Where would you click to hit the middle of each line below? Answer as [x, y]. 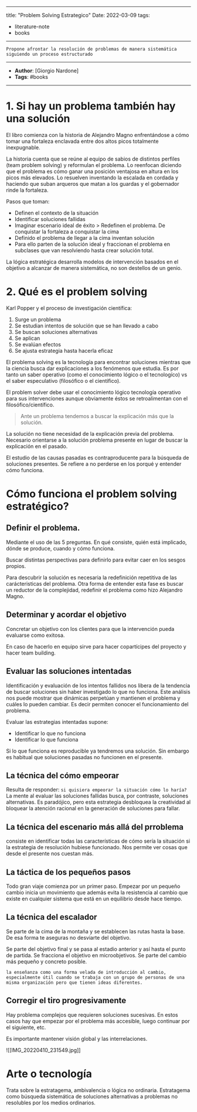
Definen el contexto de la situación [56, 213]
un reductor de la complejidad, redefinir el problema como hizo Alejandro [94, 590]
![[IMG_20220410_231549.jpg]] [43, 1050]
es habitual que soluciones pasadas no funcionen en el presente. [85, 757]
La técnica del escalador [52, 917]
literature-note [32, 26]
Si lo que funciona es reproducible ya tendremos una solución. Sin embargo [98, 751]
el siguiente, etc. [26, 1027]
